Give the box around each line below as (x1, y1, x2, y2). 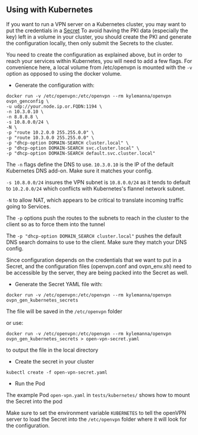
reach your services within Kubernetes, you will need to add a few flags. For (6, 57, 193, 64)
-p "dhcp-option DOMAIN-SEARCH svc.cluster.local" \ (6, 145, 140, 151)
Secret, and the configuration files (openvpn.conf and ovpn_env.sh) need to (6, 262, 192, 270)
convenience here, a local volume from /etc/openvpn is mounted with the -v (6, 64, 193, 71)
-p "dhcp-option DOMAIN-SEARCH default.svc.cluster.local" (6, 150, 156, 157)
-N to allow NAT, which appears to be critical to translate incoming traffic (6, 196, 184, 204)
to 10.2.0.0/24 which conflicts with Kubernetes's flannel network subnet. (6, 184, 186, 192)
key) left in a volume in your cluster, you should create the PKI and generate (6, 33, 192, 40)
